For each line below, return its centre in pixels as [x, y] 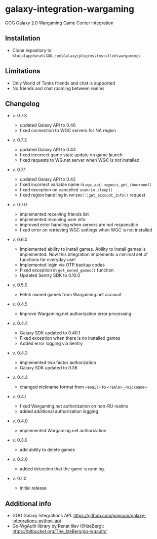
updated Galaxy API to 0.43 [48, 150]
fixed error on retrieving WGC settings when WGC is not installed [86, 230]
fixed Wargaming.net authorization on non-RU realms [74, 406]
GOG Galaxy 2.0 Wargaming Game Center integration [59, 23]
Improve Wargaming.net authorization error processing [76, 314]
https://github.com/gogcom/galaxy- [110, 516]
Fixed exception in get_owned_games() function [67, 270]
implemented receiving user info [52, 220]
